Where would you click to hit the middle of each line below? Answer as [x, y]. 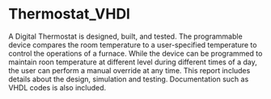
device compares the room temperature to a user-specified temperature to [133, 44]
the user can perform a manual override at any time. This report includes [129, 70]
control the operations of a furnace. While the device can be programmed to [135, 53]
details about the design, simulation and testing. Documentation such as [129, 79]
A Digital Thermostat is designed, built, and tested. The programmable [125, 36]
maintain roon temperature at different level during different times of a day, [133, 62]
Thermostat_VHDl [70, 14]
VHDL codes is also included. [57, 87]
